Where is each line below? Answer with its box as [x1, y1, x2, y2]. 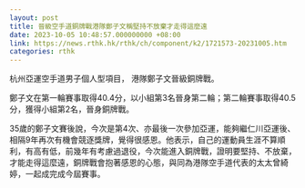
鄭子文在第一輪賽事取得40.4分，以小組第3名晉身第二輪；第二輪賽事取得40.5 [9, 93, 296, 104]
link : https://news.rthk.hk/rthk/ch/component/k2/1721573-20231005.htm [9, 38, 287, 48]
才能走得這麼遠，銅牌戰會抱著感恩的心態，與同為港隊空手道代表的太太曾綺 [9, 157, 289, 168]
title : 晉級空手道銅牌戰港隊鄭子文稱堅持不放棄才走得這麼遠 [9, 22, 208, 31]
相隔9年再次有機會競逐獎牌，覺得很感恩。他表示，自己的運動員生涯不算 [9, 134, 278, 145]
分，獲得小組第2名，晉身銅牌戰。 [9, 104, 135, 114]
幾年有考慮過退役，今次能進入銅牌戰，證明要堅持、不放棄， [72, 146, 297, 157]
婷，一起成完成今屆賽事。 [9, 169, 106, 180]
